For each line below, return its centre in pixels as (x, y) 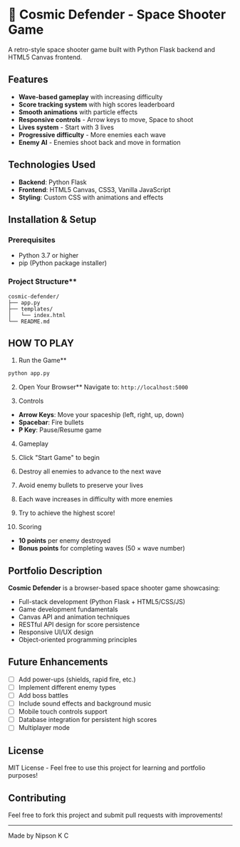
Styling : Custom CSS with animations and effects (91, 197)
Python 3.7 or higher (48, 256)
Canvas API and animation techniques (74, 617)
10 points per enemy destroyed (64, 541)
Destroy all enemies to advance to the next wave (90, 471)
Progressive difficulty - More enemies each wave (92, 134)
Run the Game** (42, 361)
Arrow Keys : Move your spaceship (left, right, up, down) (101, 415)
